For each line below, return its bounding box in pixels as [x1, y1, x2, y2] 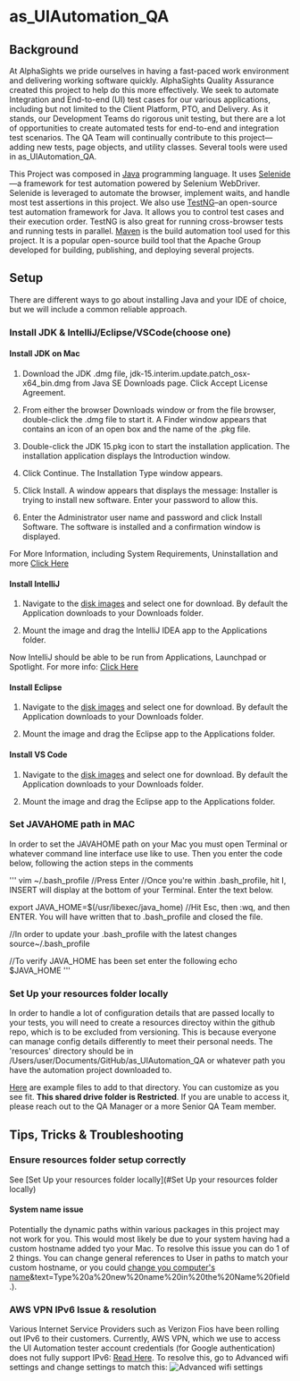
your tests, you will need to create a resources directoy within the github [9, 1018, 275, 1028]
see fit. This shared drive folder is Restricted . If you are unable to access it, [9, 1092, 290, 1103]
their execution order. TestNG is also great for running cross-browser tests [9, 217, 284, 226]
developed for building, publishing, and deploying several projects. [9, 244, 254, 255]
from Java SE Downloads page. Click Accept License [72, 378, 268, 388]
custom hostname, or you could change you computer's [9, 1262, 216, 1273]
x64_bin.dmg [21, 378, 71, 388]
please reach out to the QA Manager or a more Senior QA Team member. [9, 1101, 277, 1112]
